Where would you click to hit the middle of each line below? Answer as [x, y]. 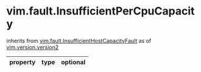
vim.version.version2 [33, 47]
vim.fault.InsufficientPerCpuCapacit [100, 11]
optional [73, 62]
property [23, 62]
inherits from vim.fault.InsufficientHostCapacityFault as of [79, 41]
